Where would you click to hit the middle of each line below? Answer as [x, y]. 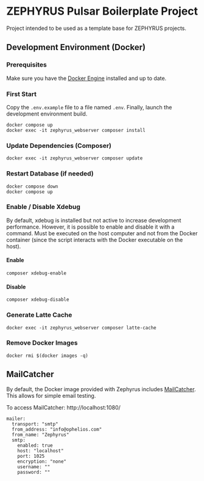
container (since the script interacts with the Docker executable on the [95, 240]
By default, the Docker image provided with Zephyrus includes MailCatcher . [101, 389]
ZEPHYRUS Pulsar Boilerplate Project [102, 11]
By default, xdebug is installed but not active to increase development [94, 220]
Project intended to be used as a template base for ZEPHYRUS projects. [97, 28]
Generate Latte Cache [39, 315]
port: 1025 [31, 456]
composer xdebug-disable [38, 300]
